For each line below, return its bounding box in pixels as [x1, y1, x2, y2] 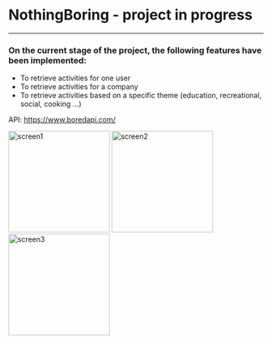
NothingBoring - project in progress [8, 6, 253, 24]
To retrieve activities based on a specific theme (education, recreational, [19, 91, 262, 101]
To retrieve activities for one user [19, 73, 131, 83]
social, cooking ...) [19, 99, 83, 109]
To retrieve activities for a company [19, 82, 139, 92]
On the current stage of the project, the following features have [8, 45, 262, 56]
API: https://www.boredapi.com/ [8, 115, 116, 125]
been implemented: [8, 54, 87, 66]
